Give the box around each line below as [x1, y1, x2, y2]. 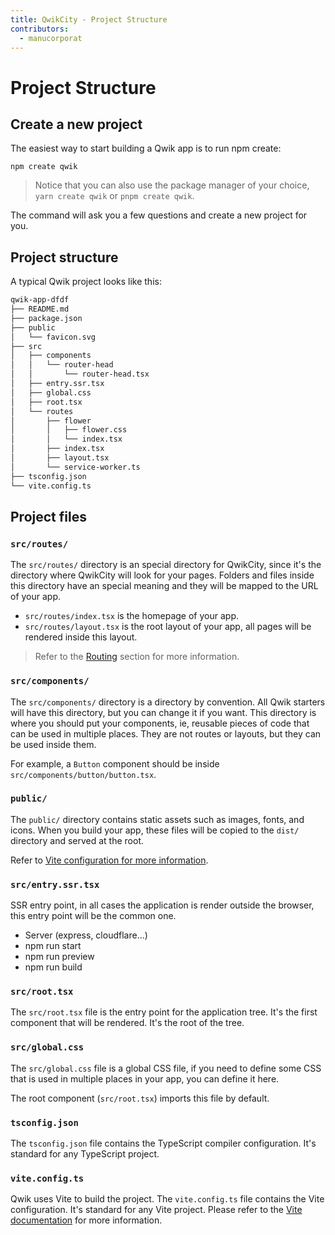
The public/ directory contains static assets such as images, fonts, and [10, 813, 305, 825]
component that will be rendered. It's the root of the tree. [10, 1017, 245, 1029]
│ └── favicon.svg [10, 332, 97, 342]
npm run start [24, 940, 82, 952]
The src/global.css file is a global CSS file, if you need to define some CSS [10, 1062, 322, 1074]
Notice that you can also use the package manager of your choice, [34, 179, 310, 191]
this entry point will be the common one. [10, 910, 177, 922]
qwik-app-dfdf [10, 295, 70, 305]
